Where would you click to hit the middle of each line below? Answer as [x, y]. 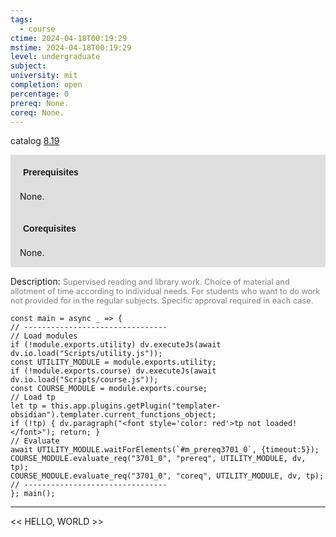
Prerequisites [51, 172]
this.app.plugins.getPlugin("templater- [136, 406]
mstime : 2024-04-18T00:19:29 [71, 47]
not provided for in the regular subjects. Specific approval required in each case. [162, 301]
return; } [80, 432]
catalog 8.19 [35, 141]
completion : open [46, 85]
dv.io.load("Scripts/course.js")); [84, 380]
